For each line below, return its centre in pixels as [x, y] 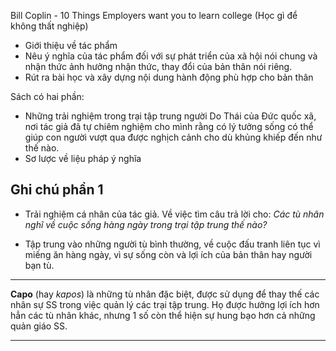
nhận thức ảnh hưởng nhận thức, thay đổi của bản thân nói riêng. [158, 66]
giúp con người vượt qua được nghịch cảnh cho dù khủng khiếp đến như [173, 137]
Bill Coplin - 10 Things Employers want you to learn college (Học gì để [154, 15]
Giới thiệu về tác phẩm [71, 45]
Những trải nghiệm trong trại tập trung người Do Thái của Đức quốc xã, [170, 116]
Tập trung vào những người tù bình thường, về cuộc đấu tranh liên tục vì [172, 244]
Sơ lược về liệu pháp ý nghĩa [83, 158]
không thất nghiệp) [49, 26]
